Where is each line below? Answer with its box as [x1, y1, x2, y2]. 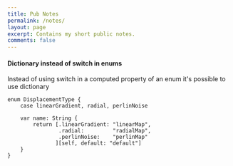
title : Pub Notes [7, 10, 59, 18]
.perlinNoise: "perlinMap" [58, 133, 148, 141]
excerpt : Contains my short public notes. [7, 30, 135, 38]
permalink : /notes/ [7, 17, 66, 24]
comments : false [7, 37, 56, 44]
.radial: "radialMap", [58, 128, 152, 135]
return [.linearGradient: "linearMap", [33, 121, 152, 128]
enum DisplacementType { [7, 96, 81, 103]
